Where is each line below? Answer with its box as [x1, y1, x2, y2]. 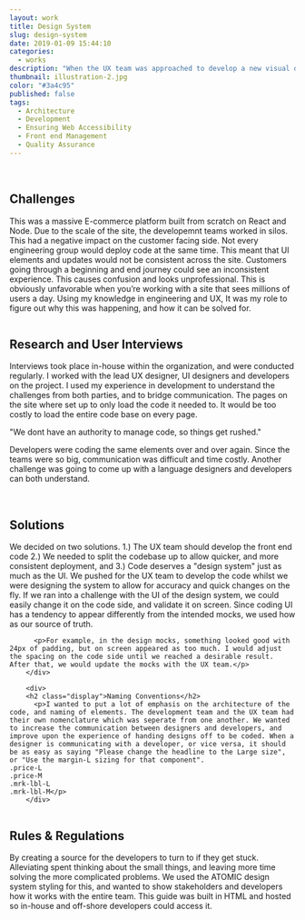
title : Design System [9, 22, 92, 31]
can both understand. [9, 474, 91, 485]
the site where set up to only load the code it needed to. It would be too [9, 399, 277, 410]
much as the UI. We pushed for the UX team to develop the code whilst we [9, 570, 289, 582]
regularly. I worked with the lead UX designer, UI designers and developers [9, 370, 290, 382]
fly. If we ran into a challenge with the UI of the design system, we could [9, 590, 280, 601]
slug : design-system [9, 30, 88, 39]
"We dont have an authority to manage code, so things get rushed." [9, 426, 261, 437]
